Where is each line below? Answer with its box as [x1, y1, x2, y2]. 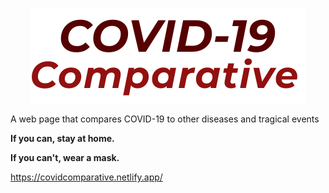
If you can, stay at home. [10, 133, 115, 144]
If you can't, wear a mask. [10, 152, 120, 163]
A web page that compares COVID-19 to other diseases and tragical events [10, 113, 320, 125]
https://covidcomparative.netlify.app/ [10, 171, 163, 183]
